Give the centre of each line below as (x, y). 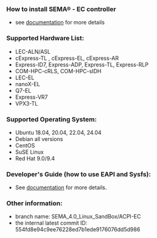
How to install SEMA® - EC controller (61, 9)
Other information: (34, 203)
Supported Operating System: (52, 119)
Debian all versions (39, 139)
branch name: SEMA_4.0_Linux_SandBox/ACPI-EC (78, 217)
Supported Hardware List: (45, 38)
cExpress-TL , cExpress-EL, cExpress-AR (67, 58)
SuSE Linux (29, 152)
